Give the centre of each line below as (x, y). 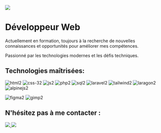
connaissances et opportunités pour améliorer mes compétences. (72, 46)
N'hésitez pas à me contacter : (53, 113)
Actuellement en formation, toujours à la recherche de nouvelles (70, 41)
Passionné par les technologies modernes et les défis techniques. (72, 55)
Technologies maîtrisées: (45, 71)
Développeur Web (43, 27)
